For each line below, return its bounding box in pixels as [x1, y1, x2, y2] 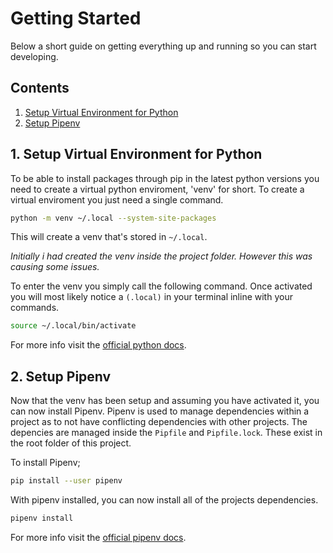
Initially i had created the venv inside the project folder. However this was [10, 250, 313, 262]
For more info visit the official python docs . [10, 339, 187, 351]
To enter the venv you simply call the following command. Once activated [10, 280, 313, 292]
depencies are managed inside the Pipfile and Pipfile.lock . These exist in [10, 427, 323, 439]
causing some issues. [10, 261, 100, 273]
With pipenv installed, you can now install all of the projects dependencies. [10, 494, 319, 506]
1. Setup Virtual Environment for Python [10, 146, 263, 163]
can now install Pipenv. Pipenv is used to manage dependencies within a [10, 405, 310, 417]
